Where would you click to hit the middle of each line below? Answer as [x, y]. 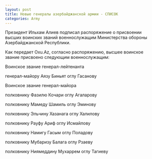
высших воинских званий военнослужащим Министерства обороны [76, 37]
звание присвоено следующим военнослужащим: [57, 57]
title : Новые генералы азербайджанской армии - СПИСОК [62, 14]
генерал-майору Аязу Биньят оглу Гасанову [51, 76]
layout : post [18, 9]
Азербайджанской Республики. [38, 43]
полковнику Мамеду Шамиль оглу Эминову [51, 105]
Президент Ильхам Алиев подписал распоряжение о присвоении [73, 33]
